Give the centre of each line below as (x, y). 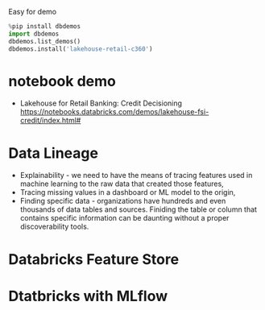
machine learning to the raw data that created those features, (122, 184)
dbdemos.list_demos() (45, 41)
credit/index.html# (50, 121)
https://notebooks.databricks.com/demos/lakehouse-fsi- (114, 112)
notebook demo (62, 81)
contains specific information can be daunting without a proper (124, 218)
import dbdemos (34, 34)
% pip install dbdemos (45, 27)
